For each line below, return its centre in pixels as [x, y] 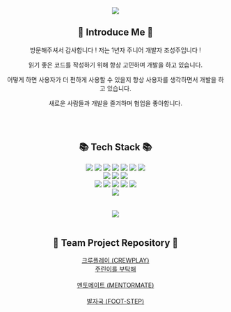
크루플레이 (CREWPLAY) [115, 260]
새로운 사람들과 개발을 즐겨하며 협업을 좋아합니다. [115, 103]
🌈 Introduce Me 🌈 [115, 32]
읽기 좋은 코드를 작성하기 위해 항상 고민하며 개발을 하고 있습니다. [115, 65]
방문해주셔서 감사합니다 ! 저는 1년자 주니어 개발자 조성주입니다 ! [115, 50]
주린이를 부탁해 [115, 269]
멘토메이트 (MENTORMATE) [115, 286]
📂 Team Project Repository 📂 [115, 243]
